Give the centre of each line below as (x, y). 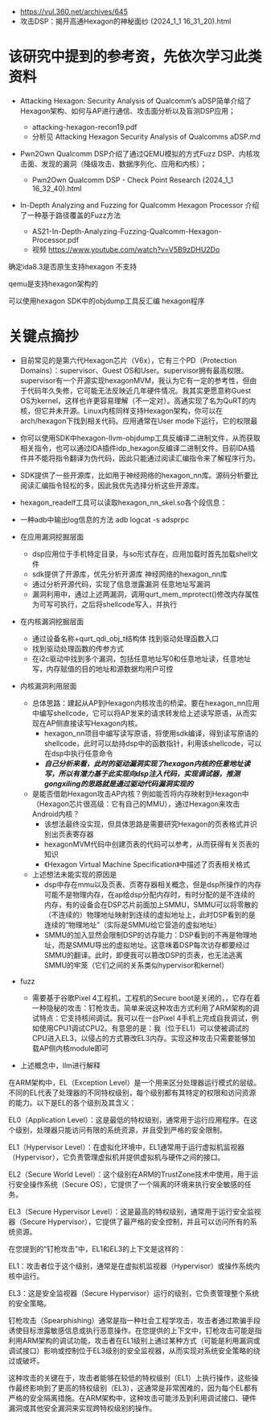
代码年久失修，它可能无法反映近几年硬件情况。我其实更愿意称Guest (139, 390)
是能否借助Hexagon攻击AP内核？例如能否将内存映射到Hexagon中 (140, 793)
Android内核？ (56, 814)
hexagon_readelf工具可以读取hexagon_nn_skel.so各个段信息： (123, 502)
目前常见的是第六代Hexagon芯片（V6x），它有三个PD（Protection (128, 360)
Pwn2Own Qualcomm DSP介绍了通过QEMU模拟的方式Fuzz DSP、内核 (136, 153)
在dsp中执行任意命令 (78, 753)
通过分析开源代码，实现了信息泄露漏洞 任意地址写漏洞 (121, 584)
